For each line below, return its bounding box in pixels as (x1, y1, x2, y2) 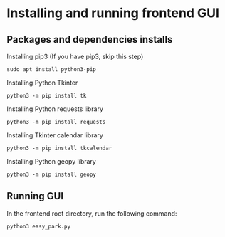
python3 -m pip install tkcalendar (6, 144, 112, 152)
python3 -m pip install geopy (6, 171, 97, 178)
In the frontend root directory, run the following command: (6, 209, 177, 218)
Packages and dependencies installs (6, 33, 173, 46)
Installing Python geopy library (6, 157, 97, 165)
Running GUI (6, 190, 64, 202)
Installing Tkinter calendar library (6, 131, 104, 139)
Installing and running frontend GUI (6, 5, 220, 21)
